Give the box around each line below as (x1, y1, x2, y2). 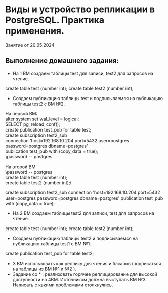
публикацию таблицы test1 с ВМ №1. (12, 240, 91, 247)
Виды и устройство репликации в (5, 4, 155, 15)
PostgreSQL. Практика (5, 14, 105, 26)
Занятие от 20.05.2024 (5, 42, 55, 48)
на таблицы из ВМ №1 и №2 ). (12, 266, 77, 272)
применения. (5, 25, 65, 37)
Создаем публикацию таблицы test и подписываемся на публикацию (12, 95, 163, 101)
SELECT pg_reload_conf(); (5, 121, 61, 127)
